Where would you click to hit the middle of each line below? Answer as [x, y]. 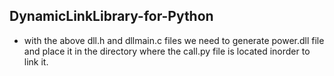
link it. [36, 61]
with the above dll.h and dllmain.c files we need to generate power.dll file [174, 40]
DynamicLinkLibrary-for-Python [111, 16]
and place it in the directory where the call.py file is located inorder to [167, 51]
